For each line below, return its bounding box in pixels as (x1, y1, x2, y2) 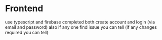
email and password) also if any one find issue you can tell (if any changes (5, 24, 157, 30)
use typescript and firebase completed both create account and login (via (5, 19, 155, 25)
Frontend (5, 3, 43, 14)
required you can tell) (5, 29, 49, 35)
